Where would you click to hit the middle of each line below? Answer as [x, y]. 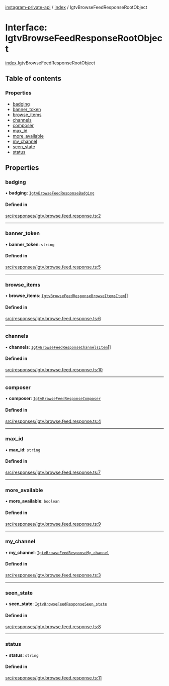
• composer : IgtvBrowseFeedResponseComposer [53, 399]
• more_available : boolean [32, 501]
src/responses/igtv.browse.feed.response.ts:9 [53, 524]
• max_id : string [23, 450]
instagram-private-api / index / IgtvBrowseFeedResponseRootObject [76, 7]
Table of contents [33, 79]
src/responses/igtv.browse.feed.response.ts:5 [53, 267]
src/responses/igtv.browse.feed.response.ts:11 [54, 678]
